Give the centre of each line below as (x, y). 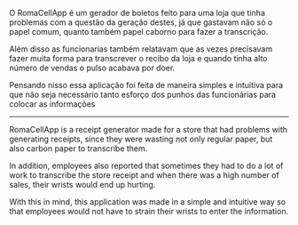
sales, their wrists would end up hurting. (82, 185)
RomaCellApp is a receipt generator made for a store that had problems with (149, 129)
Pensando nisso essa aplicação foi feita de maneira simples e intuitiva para (146, 85)
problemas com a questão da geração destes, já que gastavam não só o (141, 22)
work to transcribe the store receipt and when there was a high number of (144, 175)
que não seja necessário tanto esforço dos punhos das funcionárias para (143, 94)
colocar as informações (52, 104)
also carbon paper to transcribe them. (78, 149)
